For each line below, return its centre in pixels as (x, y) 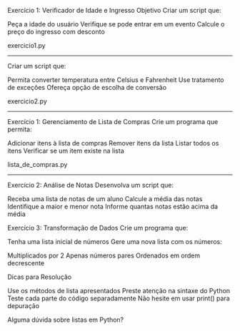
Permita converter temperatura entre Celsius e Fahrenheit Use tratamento (116, 80)
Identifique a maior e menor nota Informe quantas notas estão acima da (113, 207)
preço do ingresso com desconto (56, 32)
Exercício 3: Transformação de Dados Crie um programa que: (98, 228)
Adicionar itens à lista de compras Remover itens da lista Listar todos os (113, 143)
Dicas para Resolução (40, 277)
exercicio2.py (27, 101)
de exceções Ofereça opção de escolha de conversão (87, 87)
